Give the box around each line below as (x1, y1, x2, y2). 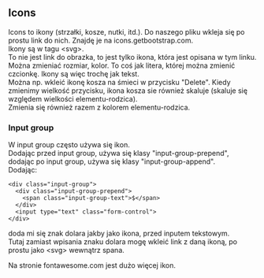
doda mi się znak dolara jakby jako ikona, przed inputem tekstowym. (8, 228, 230, 239)
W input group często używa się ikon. (8, 140, 130, 150)
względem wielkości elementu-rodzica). (8, 94, 138, 103)
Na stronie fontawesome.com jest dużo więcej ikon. (8, 261, 176, 270)
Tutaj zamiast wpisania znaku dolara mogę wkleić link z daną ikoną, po (8, 237, 238, 246)
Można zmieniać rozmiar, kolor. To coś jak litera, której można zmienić (8, 61, 236, 70)
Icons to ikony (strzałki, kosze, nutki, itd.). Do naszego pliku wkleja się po (8, 27, 245, 36)
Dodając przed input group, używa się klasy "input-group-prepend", (8, 149, 230, 158)
